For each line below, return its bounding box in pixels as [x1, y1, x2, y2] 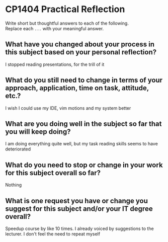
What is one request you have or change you [5, 196, 148, 205]
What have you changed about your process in [5, 40, 155, 49]
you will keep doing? [5, 127, 71, 136]
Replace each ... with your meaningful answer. [5, 25, 104, 31]
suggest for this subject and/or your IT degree [5, 204, 153, 213]
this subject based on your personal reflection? [5, 48, 157, 56]
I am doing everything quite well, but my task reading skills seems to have [5, 141, 158, 147]
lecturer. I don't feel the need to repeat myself [5, 231, 101, 237]
